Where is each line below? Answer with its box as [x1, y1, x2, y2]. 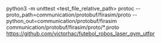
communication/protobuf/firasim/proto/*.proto [6, 24, 120, 31]
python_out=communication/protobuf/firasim [6, 18, 117, 24]
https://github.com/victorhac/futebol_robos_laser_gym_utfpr [6, 30, 155, 37]
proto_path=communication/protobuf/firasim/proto [6, 11, 132, 18]
